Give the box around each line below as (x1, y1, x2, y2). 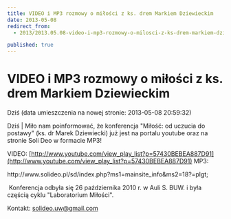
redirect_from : (7, 23, 51, 30)
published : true (7, 42, 54, 49)
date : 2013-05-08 (7, 16, 57, 23)
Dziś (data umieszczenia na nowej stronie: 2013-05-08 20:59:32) (7, 108, 192, 117)
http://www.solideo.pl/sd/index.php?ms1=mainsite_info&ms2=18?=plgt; (7, 170, 208, 178)
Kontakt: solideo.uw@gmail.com (7, 204, 98, 213)
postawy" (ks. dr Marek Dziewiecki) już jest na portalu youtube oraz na (7, 129, 208, 137)
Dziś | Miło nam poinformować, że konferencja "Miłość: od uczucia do (7, 122, 206, 130)
